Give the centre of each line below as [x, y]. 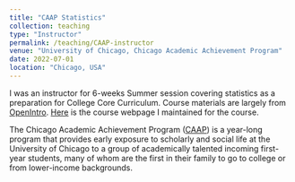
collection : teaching [50, 26]
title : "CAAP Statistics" [57, 17]
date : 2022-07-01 [42, 59]
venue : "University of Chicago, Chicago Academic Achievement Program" [146, 51]
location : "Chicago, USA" [57, 68]
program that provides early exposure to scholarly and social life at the [140, 139]
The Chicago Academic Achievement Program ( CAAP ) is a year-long [136, 129]
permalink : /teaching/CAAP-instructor [82, 43]
